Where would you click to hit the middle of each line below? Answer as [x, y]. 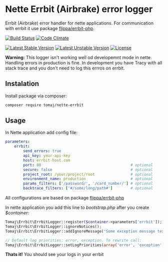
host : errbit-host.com [47, 160]
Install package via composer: [36, 95]
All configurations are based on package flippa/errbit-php [65, 198]
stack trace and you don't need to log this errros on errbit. [65, 68]
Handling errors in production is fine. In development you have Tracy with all [84, 62]
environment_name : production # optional [88, 179]
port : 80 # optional [88, 165]
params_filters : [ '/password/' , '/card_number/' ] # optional [88, 183]
